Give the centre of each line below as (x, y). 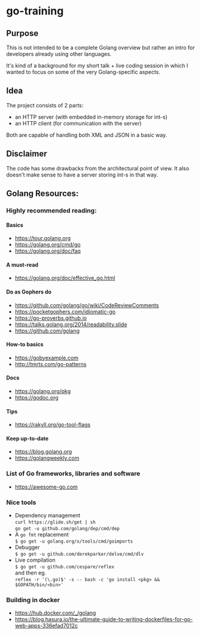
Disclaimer (27, 154)
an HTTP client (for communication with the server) (78, 123)
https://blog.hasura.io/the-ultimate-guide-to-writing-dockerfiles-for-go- (104, 619)
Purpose (22, 33)
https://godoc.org (36, 397)
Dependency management (48, 515)
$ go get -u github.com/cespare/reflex (65, 567)
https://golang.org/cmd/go (48, 245)
